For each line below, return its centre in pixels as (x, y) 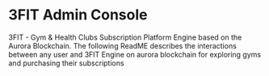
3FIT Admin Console (78, 15)
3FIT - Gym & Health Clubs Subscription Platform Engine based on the (125, 37)
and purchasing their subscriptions (66, 63)
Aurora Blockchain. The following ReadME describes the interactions (122, 45)
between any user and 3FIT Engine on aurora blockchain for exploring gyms (134, 54)
